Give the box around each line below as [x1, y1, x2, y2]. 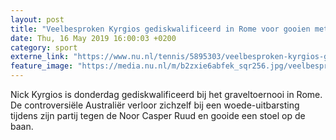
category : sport [10, 42, 78, 53]
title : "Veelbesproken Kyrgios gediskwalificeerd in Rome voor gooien [10, 24, 311, 34]
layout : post [10, 14, 65, 25]
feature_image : [10, 61, 74, 71]
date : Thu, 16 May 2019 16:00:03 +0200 [10, 33, 177, 43]
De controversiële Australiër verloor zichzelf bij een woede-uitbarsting [10, 99, 300, 111]
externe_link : [10, 52, 70, 62]
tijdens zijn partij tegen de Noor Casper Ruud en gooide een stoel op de [10, 110, 306, 121]
